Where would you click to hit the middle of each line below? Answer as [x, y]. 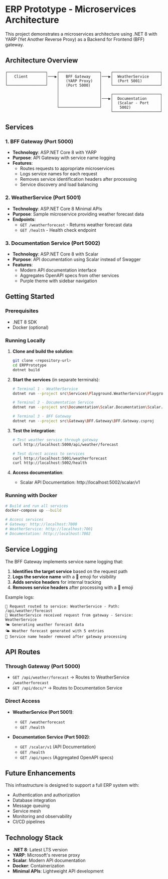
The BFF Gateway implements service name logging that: [64, 561]
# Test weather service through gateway [55, 440]
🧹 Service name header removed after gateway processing [66, 636]
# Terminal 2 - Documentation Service [53, 402]
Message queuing [31, 806]
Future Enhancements [41, 773]
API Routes [23, 652]
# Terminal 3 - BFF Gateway [42, 417]
